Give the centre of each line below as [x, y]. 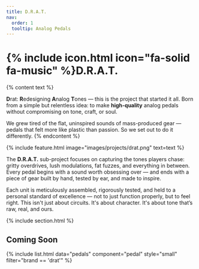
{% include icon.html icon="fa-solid [98, 58]
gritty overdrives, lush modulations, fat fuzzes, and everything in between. [98, 166]
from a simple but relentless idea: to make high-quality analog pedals [92, 105]
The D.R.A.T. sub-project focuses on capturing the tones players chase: [95, 159]
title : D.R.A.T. [26, 12]
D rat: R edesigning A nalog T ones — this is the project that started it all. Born [100, 99]
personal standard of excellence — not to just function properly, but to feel [98, 197]
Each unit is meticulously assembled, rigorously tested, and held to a [91, 190]
